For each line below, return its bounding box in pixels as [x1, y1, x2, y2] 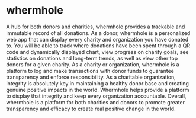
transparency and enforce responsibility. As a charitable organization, [6, 74, 176, 81]
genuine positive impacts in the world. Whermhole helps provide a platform [6, 86, 189, 93]
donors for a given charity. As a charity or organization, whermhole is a [6, 60, 179, 68]
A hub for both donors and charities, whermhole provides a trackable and [6, 23, 185, 30]
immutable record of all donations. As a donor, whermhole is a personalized [6, 29, 191, 36]
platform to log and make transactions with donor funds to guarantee [6, 67, 175, 74]
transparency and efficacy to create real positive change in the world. [6, 105, 176, 112]
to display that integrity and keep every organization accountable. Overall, [6, 93, 187, 100]
